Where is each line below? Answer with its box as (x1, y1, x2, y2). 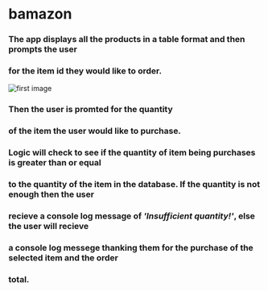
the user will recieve (8, 221, 89, 232)
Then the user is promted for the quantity (8, 104, 173, 115)
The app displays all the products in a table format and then (8, 34, 245, 45)
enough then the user (8, 189, 95, 200)
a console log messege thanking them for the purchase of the (8, 242, 254, 253)
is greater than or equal (8, 157, 102, 168)
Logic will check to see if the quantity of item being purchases (8, 147, 256, 158)
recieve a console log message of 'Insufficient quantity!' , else (8, 210, 256, 222)
